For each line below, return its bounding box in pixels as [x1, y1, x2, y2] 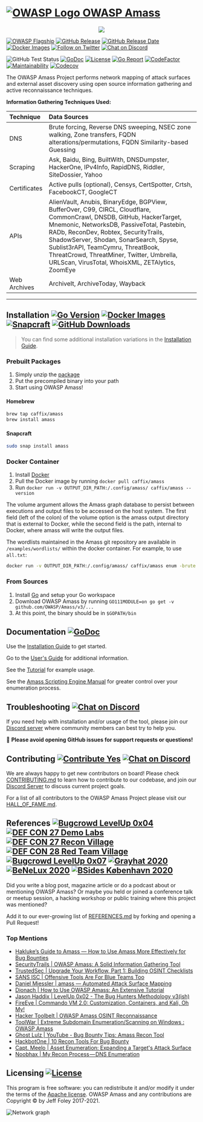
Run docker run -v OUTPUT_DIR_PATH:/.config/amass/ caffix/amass [14, 484, 184, 491]
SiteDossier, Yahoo [48, 170, 103, 178]
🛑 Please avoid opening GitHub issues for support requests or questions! [6, 736, 193, 743]
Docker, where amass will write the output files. [6, 527, 124, 534]
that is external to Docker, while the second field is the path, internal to [6, 520, 182, 527]
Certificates [9, 184, 43, 192]
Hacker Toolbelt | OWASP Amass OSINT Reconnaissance [14, 1012, 158, 1019]
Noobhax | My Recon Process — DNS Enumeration [14, 1051, 140, 1058]
